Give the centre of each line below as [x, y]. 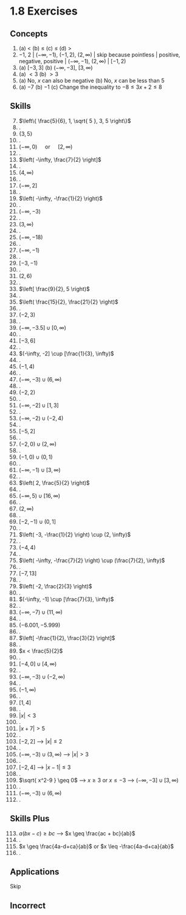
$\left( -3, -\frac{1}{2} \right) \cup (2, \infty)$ [75, 534]
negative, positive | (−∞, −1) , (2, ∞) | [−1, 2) [72, 61]
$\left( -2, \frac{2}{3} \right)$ [55, 586]
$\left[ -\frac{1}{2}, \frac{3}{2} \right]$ [67, 638]
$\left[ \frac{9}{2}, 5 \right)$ [54, 289]
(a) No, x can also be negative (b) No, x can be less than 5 [91, 81]
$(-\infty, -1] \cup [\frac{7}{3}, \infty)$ [66, 599]
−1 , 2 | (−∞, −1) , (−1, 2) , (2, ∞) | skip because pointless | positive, [99, 55]
